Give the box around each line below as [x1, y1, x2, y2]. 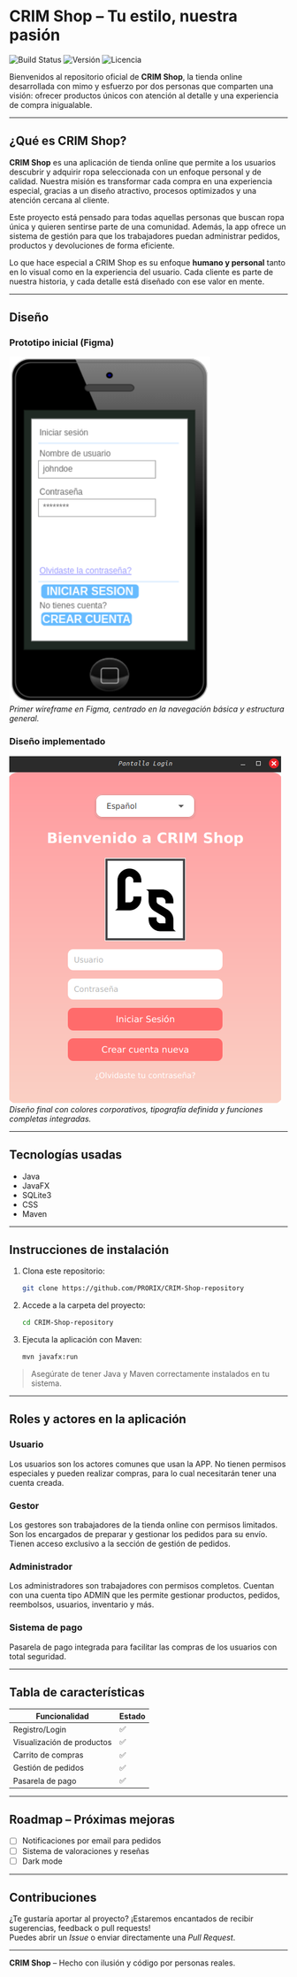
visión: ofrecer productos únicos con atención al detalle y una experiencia [9, 90, 279, 101]
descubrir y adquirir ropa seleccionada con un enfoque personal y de [9, 166, 263, 177]
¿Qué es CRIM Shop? [9, 134, 127, 149]
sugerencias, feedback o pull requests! [9, 1923, 151, 1934]
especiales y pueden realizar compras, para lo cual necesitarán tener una [9, 1467, 277, 1479]
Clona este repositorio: [21, 1265, 105, 1276]
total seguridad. [9, 1650, 66, 1661]
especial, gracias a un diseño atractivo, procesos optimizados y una [9, 185, 257, 196]
